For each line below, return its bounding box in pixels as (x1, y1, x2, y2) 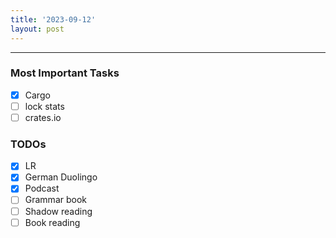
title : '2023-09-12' (10, 14, 97, 25)
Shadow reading (24, 205, 93, 217)
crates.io (24, 111, 62, 123)
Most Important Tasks (10, 66, 120, 80)
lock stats (24, 100, 65, 112)
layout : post (10, 24, 65, 34)
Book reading (24, 216, 81, 228)
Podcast (24, 182, 60, 195)
